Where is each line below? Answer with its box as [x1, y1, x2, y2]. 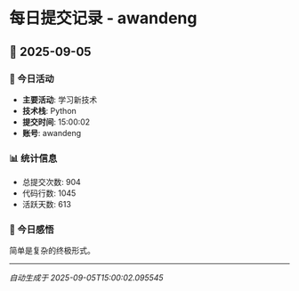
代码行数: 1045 [21, 188, 77, 198]
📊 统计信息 [9, 152, 58, 165]
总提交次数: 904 [21, 177, 82, 188]
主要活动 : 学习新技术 [21, 94, 98, 105]
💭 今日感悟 [9, 223, 55, 236]
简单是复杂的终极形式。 [9, 246, 95, 256]
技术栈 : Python [21, 105, 77, 116]
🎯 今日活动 [9, 72, 55, 85]
